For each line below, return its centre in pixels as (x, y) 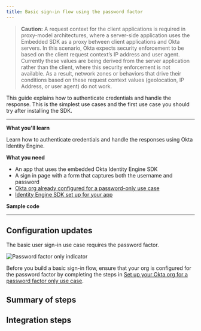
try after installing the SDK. (39, 110)
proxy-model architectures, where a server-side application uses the (105, 35)
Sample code (23, 206)
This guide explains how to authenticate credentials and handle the (89, 98)
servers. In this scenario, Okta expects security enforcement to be (102, 48)
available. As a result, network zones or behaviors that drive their (101, 73)
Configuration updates (49, 231)
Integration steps (39, 321)
